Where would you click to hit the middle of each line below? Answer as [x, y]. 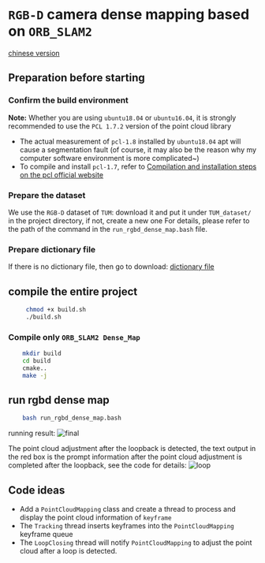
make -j [35, 375]
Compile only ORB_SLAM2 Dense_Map [74, 337]
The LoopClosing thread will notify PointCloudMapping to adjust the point [136, 542]
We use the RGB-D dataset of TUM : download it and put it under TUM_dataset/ [130, 212]
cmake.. [35, 368]
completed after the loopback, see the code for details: [97, 465]
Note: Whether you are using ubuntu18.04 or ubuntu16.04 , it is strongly [122, 117]
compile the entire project [73, 291]
